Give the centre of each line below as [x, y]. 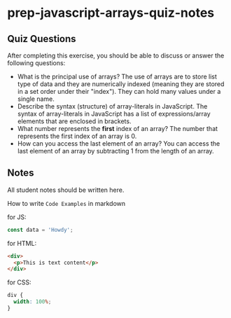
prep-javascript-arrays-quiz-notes [111, 13]
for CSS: [19, 282]
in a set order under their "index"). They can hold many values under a [119, 91]
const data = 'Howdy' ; [40, 230]
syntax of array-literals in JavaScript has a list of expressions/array [114, 114]
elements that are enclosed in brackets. [74, 121]
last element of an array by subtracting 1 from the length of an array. [116, 151]
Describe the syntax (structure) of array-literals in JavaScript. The [112, 106]
